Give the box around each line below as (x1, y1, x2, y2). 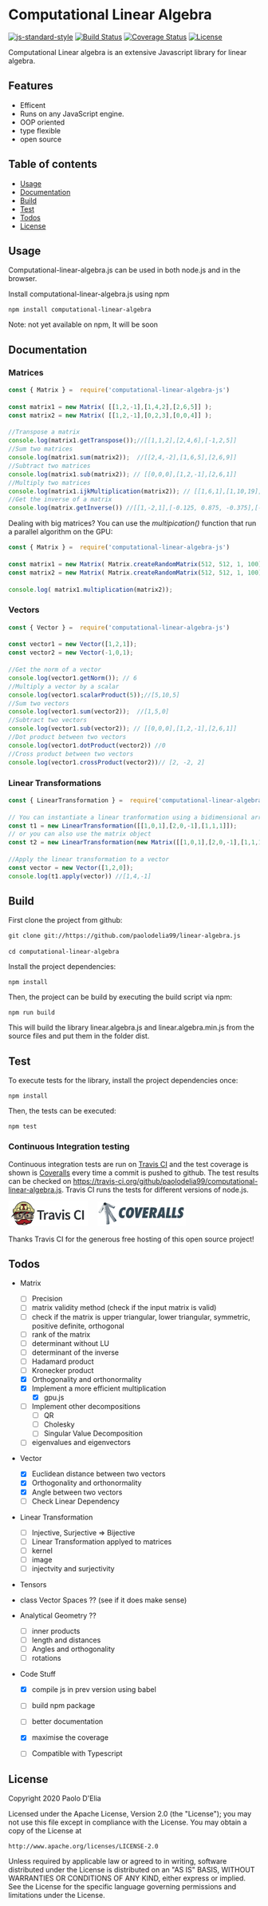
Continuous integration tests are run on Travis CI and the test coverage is (8, 1159, 249, 1169)
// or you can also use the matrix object (8, 830, 152, 838)
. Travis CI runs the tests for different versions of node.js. (61, 1185, 249, 1194)
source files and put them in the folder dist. (8, 1031, 150, 1041)
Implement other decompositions (31, 1402, 141, 1412)
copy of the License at (8, 1826, 82, 1836)
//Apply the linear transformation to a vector (8, 856, 170, 864)
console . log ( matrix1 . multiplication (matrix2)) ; (8, 586, 173, 594)
